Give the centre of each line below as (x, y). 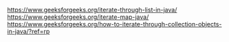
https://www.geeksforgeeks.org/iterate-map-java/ (78, 17)
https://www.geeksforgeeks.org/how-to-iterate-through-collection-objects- (115, 24)
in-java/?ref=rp (29, 31)
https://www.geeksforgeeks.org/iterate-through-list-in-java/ (92, 10)
